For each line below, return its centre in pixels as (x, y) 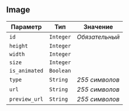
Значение (98, 26)
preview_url (27, 99)
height (19, 46)
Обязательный (98, 37)
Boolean (60, 70)
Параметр (27, 26)
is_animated (27, 70)
